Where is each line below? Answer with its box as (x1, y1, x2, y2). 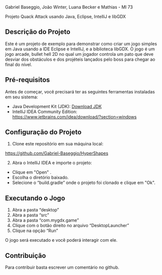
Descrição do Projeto (5, 28, 70, 36)
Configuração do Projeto (5, 128, 82, 137)
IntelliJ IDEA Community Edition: (12, 109, 77, 115)
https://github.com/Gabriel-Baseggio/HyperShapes (5, 150, 109, 156)
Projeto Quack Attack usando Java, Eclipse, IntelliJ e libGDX (5, 14, 126, 19)
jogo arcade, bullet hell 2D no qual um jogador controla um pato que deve (5, 51, 154, 57)
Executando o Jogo (5, 194, 65, 202)
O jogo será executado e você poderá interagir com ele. (5, 237, 117, 243)
